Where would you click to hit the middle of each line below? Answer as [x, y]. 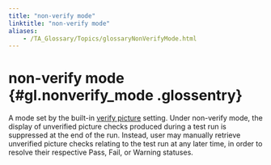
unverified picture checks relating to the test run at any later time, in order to [135, 144]
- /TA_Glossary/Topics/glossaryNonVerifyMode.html [110, 38]
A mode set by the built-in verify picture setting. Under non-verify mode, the [135, 118]
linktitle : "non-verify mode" [59, 23]
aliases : [23, 31]
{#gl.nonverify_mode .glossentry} [125, 96]
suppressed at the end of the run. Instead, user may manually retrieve [125, 135]
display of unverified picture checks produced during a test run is [117, 127]
